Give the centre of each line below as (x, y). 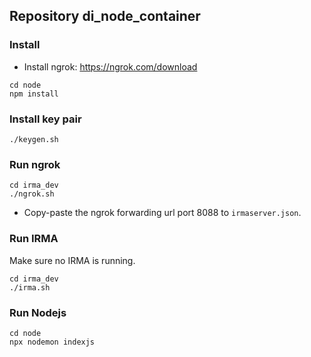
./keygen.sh (34, 139)
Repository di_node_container (105, 16)
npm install (34, 94)
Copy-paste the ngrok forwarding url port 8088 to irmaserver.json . (162, 213)
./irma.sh (30, 287)
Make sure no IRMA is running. (72, 260)
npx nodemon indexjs (52, 342)
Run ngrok (35, 164)
